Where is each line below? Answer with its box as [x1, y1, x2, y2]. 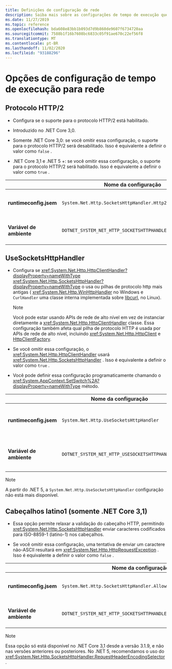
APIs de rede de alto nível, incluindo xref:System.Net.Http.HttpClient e [12, 331, 161, 337]
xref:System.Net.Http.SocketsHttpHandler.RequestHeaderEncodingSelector [5, 654, 165, 660]
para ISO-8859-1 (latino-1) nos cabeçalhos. [12, 531, 104, 538]
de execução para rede [5, 83, 105, 95]
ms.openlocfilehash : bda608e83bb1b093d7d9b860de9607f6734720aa [5, 27, 143, 32]
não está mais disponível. [5, 492, 59, 498]
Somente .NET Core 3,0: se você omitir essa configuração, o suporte [12, 137, 159, 143]
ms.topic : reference [5, 22, 50, 27]
